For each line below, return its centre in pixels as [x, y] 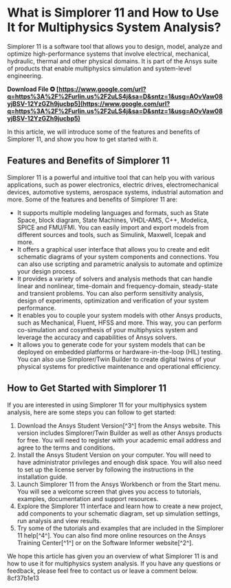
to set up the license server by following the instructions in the [105, 469]
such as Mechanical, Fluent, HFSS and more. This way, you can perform [119, 323]
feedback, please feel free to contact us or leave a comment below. [102, 571]
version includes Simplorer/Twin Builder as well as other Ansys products [119, 433]
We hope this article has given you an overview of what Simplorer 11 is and [113, 556]
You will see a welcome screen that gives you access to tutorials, [109, 491]
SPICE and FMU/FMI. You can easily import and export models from [113, 227]
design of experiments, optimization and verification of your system [113, 301]
